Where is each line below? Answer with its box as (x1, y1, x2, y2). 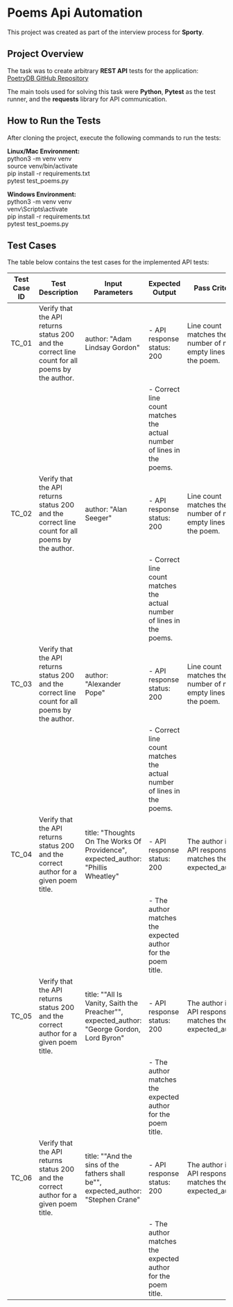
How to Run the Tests (7, 115, 101, 127)
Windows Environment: (7, 190, 76, 198)
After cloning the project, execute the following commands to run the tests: (7, 134, 221, 142)
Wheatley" (85, 872, 119, 881)
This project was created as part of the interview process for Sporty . (7, 28, 205, 36)
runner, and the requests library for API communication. (7, 95, 168, 103)
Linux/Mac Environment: (7, 147, 80, 155)
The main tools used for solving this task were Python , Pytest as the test (7, 87, 216, 95)
